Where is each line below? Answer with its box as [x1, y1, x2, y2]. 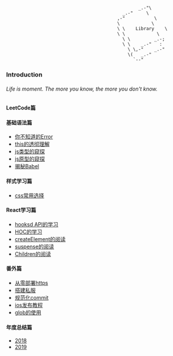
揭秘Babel [14, 163, 40, 170]
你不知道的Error [14, 133, 53, 140]
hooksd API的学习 [14, 220, 58, 227]
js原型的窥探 [14, 155, 45, 162]
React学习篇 [6, 207, 37, 214]
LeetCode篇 [6, 104, 36, 111]
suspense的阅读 [14, 243, 54, 250]
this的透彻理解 [14, 140, 50, 147]
